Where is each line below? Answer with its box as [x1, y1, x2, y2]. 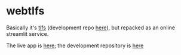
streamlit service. [6, 30, 49, 37]
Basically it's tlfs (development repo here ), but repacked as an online [6, 24, 175, 31]
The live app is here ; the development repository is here [6, 42, 144, 49]
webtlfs [6, 4, 45, 18]
